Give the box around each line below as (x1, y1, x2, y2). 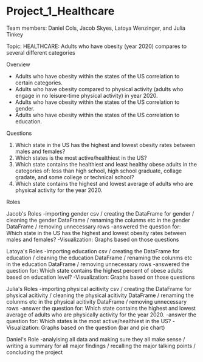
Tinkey (6, 30, 23, 38)
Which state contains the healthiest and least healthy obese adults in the (15, 160, 198, 168)
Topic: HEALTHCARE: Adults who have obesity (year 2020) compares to (6, 43, 187, 50)
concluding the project (6, 348, 63, 356)
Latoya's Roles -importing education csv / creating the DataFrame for (6, 247, 180, 254)
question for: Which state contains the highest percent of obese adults (6, 267, 184, 274)
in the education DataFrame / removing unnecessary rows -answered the (6, 260, 190, 268)
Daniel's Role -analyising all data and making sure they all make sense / (6, 335, 185, 343)
